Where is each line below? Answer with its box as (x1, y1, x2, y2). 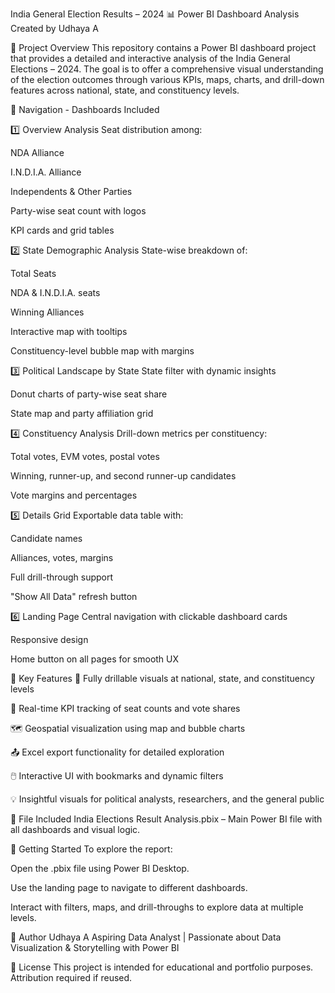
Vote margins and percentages (10, 489, 138, 501)
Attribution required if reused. (10, 972, 133, 983)
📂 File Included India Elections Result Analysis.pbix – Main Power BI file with (10, 813, 323, 825)
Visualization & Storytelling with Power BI (10, 942, 180, 953)
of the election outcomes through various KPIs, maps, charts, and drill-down (10, 74, 325, 85)
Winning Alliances (10, 306, 85, 318)
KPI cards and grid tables (10, 224, 115, 236)
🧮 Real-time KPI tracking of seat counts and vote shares (10, 703, 241, 714)
